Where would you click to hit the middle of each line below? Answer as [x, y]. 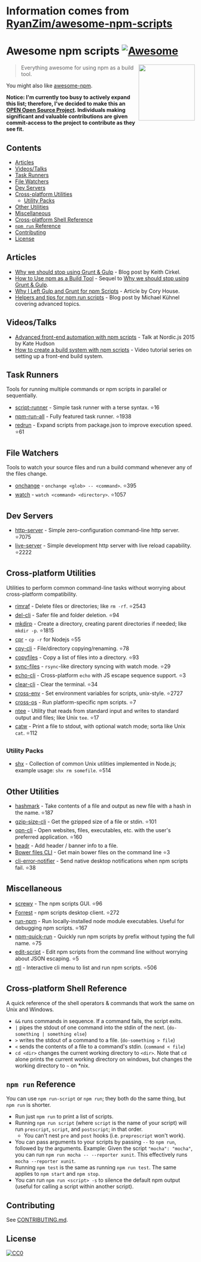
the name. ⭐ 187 [34, 812]
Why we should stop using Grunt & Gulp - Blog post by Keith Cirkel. [98, 272]
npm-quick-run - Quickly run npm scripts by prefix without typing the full [105, 936]
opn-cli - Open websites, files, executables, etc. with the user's [93, 830]
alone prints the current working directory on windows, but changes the [103, 1059]
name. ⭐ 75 [28, 943]
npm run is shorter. [29, 1105]
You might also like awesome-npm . [49, 86]
